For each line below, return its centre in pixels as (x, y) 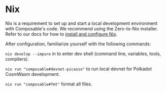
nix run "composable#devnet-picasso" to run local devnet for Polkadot (79, 69)
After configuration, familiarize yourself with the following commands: (78, 43)
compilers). (17, 59)
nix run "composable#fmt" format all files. (49, 84)
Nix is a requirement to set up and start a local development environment (81, 23)
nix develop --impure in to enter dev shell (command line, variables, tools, (83, 54)
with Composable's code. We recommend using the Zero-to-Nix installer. (82, 28)
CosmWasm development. (32, 74)
